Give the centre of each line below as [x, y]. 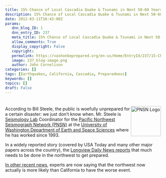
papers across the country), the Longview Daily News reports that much [79, 150]
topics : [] [16, 83]
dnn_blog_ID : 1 [27, 28]
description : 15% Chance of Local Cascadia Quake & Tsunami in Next [77, 14]
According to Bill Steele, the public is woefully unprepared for [67, 109]
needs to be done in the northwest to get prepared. [57, 155]
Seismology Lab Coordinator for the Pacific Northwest [60, 119]
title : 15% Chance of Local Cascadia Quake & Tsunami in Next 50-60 [77, 10]
